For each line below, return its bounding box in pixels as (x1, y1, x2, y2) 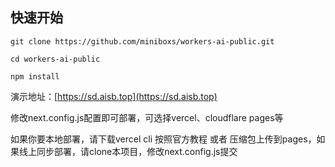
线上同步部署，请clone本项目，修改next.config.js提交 (18, 145, 238, 157)
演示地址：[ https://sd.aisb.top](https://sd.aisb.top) (10, 90, 218, 102)
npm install (10, 71, 60, 82)
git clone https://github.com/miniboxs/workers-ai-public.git (10, 36, 275, 47)
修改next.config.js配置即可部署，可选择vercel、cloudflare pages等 (10, 111, 284, 123)
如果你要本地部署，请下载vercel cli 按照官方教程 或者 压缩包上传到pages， (10, 133, 317, 145)
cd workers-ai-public (10, 54, 101, 64)
